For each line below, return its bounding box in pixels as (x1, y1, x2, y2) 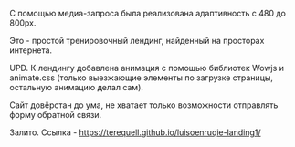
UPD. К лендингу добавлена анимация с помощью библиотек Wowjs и (9, 63, 285, 73)
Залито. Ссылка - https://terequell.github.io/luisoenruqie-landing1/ (9, 127, 262, 138)
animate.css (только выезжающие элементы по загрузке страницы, (9, 72, 274, 83)
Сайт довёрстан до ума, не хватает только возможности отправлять (9, 100, 279, 110)
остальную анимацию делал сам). (9, 82, 144, 92)
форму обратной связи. (9, 110, 102, 120)
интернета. (9, 45, 53, 56)
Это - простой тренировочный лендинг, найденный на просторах (9, 36, 265, 46)
